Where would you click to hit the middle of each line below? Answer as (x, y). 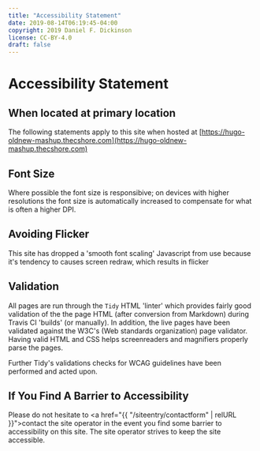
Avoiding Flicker (49, 234)
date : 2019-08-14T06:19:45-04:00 (63, 23)
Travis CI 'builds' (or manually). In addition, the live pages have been (119, 322)
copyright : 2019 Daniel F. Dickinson (70, 30)
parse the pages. (36, 348)
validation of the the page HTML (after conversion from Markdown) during (129, 314)
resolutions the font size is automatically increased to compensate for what (130, 201)
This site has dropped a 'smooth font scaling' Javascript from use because (130, 253)
